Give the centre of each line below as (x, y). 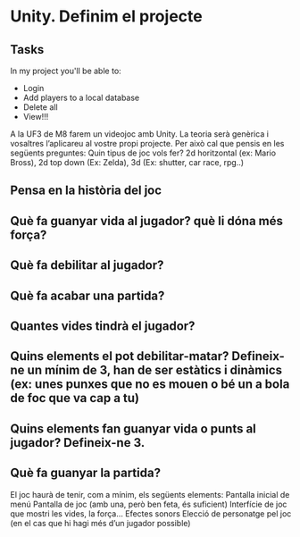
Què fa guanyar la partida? (86, 473)
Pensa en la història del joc (86, 191)
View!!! (36, 117)
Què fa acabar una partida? (87, 295)
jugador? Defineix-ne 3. (78, 443)
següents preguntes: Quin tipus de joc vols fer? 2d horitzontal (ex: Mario (143, 153)
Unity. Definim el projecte (107, 17)
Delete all (40, 107)
